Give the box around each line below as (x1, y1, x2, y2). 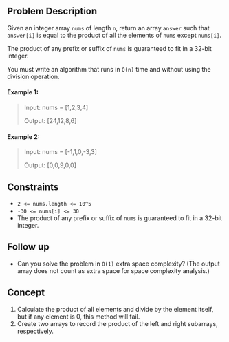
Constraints (7, 181, 59, 193)
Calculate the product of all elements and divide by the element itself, (17, 305, 214, 313)
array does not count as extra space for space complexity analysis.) (17, 266, 210, 275)
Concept (7, 287, 45, 299)
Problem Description (7, 6, 98, 17)
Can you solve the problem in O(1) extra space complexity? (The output (17, 259, 220, 268)
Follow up (7, 241, 50, 253)
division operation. (7, 72, 60, 81)
